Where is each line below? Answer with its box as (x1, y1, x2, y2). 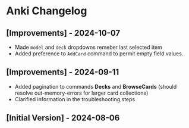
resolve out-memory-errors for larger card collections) (14, 89, 149, 96)
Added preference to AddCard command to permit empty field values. (14, 50, 184, 57)
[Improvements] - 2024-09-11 (6, 67, 119, 77)
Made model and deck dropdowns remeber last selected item (14, 43, 162, 51)
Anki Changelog (6, 4, 87, 18)
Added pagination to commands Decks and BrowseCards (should (14, 83, 177, 90)
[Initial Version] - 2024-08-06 (6, 113, 120, 123)
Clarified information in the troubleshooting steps (14, 95, 136, 102)
